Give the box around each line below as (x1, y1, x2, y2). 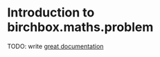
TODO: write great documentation (7, 42, 104, 50)
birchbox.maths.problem (7, 19, 154, 35)
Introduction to (7, 5, 95, 21)
